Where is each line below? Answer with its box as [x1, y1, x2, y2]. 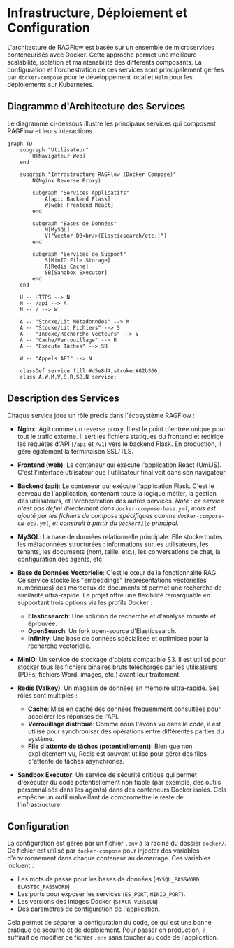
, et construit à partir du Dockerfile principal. [48, 519, 180, 527]
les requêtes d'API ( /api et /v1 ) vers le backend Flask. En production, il [17, 440, 221, 448]
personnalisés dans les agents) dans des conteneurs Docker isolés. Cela [17, 785, 227, 794]
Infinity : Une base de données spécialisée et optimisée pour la [27, 634, 210, 642]
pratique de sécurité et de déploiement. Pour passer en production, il [7, 926, 206, 934]
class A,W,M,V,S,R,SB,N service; [20, 373, 117, 380]
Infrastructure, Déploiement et [7, 5, 188, 21]
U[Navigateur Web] [32, 152, 86, 159]
